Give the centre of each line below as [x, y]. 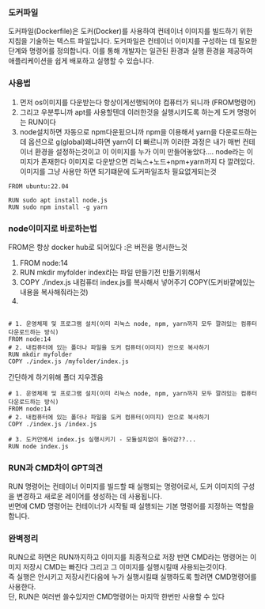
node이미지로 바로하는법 [53, 229]
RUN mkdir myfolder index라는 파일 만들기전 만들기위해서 [110, 272]
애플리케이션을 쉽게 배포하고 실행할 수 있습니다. [81, 61]
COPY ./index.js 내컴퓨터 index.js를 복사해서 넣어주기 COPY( [115, 282]
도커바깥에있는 [233, 282]
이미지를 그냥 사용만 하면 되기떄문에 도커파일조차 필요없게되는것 [118, 171]
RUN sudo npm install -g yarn [58, 207]
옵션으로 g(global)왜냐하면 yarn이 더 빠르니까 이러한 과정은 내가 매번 [134, 142]
